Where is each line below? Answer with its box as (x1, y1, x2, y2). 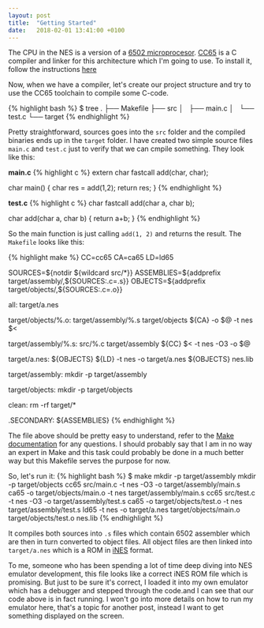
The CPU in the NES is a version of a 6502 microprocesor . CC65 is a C (8, 48, 237, 58)
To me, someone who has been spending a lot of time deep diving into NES (8, 561, 253, 570)
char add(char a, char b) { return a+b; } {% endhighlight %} (8, 214, 201, 224)
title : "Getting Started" (8, 19, 97, 27)
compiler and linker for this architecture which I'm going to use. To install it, (8, 56, 252, 66)
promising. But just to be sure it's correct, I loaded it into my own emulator (8, 577, 248, 587)
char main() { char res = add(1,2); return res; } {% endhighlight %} (8, 183, 222, 193)
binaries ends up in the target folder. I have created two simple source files (8, 136, 254, 145)
